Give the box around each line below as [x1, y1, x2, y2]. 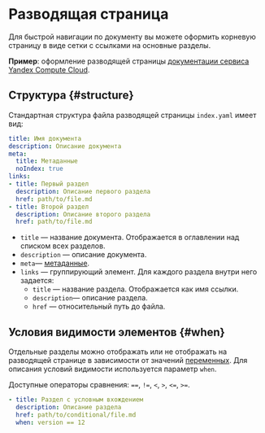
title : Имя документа [8, 134, 82, 142]
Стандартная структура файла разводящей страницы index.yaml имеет [8, 110, 257, 120]
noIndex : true [15, 164, 63, 173]
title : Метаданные [15, 157, 79, 165]
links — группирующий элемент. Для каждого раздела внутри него [20, 267, 258, 277]
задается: [20, 276, 54, 286]
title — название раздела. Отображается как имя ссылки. [32, 284, 239, 294]
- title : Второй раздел [8, 203, 89, 211]
